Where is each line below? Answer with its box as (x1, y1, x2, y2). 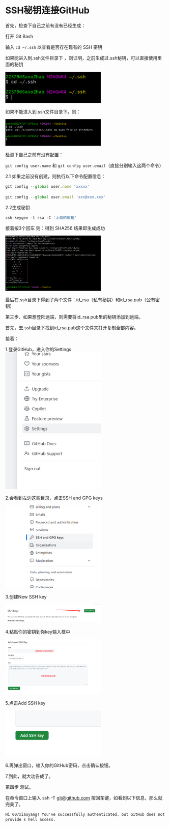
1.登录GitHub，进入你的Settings (5, 346, 72, 352)
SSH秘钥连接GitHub (5, 5, 90, 16)
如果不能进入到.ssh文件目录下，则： (5, 108, 81, 115)
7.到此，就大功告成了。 (5, 773, 53, 779)
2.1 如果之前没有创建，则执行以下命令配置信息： (5, 173, 106, 179)
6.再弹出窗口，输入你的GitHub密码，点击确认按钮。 (5, 762, 113, 768)
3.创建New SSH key (5, 593, 47, 600)
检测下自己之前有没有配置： (5, 151, 64, 158)
